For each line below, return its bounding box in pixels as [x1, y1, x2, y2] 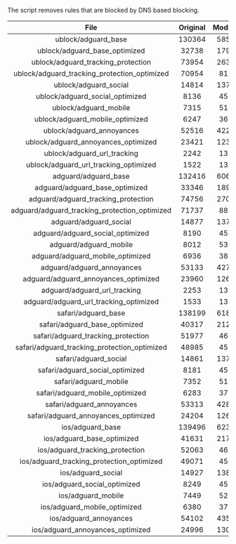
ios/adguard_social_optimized [41, 479, 140, 489]
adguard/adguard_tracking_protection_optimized [11, 206, 172, 215]
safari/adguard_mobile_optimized [36, 388, 146, 397]
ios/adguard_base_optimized [43, 434, 139, 443]
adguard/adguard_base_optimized [34, 183, 148, 192]
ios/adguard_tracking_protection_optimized [20, 456, 163, 466]
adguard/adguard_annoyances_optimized [22, 274, 160, 284]
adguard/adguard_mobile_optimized [31, 251, 151, 260]
